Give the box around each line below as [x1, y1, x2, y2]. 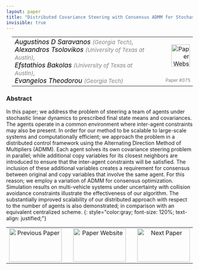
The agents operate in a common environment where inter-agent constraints [6, 121, 193, 128]
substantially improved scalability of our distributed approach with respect [6, 196, 188, 203]
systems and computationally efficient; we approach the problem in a [6, 133, 175, 140]
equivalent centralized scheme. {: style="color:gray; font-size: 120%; [6, 208, 175, 216]
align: [6, 214, 20, 222]
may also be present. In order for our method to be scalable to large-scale [6, 126, 187, 134]
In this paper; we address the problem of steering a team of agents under [6, 108, 185, 115]
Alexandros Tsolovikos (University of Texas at [14, 45, 145, 54]
